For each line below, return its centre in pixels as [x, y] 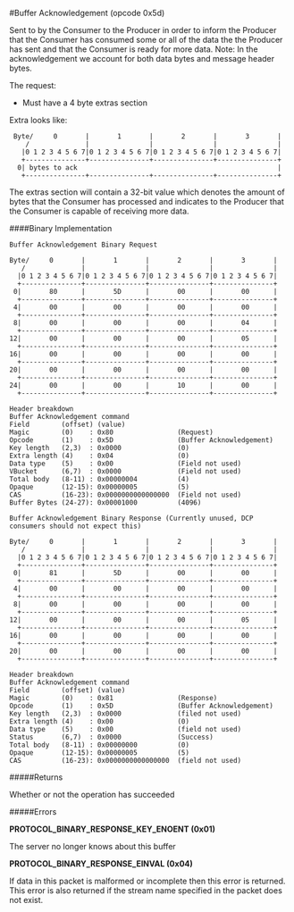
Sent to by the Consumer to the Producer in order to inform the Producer [143, 30]
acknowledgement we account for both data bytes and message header [142, 59]
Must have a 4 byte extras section [84, 103]
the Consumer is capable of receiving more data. [99, 211]
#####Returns [36, 777]
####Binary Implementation [61, 228]
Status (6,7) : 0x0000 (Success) [112, 737]
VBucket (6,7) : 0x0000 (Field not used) [126, 472]
